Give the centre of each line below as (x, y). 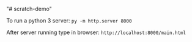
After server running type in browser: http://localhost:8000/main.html (96, 32)
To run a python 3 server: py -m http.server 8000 (69, 20)
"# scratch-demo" (29, 9)
